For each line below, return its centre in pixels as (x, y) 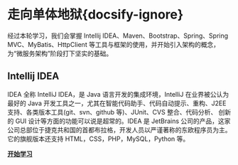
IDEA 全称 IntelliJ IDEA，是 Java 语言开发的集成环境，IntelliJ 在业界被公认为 (118, 94)
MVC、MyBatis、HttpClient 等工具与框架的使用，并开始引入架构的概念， (114, 44)
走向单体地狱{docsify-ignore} (96, 15)
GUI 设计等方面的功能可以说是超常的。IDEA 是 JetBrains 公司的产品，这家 (123, 121)
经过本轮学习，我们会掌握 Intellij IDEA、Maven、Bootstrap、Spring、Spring (118, 36)
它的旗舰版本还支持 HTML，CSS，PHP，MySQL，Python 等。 (98, 139)
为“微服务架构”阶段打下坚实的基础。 (60, 53)
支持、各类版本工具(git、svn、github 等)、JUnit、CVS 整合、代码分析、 (112, 112)
